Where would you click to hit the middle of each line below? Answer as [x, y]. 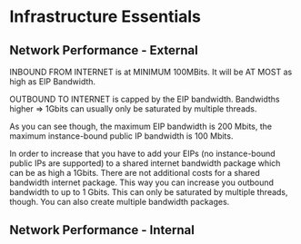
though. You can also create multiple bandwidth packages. [120, 202]
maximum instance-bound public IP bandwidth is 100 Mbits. [121, 136]
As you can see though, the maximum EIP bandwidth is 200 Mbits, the [141, 126]
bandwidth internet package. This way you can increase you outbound [142, 182]
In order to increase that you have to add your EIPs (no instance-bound [142, 153]
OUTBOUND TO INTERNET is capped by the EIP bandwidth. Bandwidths [145, 99]
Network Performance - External [104, 50]
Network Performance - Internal [102, 230]
